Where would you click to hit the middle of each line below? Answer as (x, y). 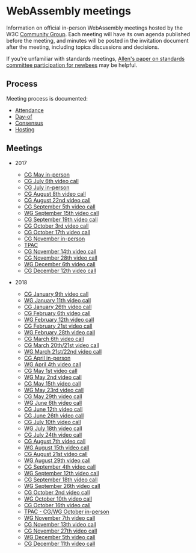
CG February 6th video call (57, 313)
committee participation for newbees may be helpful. (72, 65)
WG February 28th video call (60, 332)
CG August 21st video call (56, 454)
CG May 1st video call (51, 370)
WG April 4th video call (53, 364)
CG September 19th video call (61, 219)
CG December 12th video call (60, 270)
